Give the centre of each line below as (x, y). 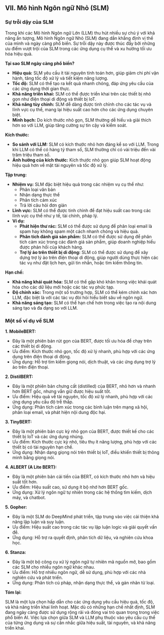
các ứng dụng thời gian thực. (41, 89)
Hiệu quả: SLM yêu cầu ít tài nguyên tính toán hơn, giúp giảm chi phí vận (85, 73)
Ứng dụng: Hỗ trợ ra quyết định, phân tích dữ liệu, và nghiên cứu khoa (82, 537)
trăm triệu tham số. (31, 155)
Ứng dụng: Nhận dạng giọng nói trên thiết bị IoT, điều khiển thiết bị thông (86, 452)
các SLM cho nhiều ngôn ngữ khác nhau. (54, 567)
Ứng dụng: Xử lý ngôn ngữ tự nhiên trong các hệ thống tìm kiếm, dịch (82, 492)
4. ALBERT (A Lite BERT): (31, 467)
